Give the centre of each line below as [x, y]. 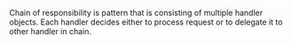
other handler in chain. [50, 31]
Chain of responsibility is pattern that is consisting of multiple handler [136, 13]
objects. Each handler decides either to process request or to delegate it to [146, 22]
